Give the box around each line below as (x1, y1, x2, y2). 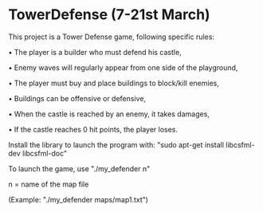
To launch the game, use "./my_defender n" (8, 163, 151, 173)
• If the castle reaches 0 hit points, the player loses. (8, 124, 178, 134)
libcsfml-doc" (22, 148, 68, 158)
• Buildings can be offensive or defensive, (8, 93, 146, 103)
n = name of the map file (8, 179, 89, 189)
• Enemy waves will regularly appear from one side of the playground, (8, 62, 238, 73)
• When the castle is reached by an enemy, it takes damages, (8, 109, 210, 119)
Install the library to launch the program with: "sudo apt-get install (8, 139, 225, 149)
